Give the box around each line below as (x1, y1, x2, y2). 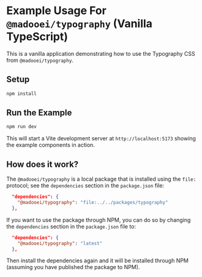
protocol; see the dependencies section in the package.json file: (6, 182, 164, 189)
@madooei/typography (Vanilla (6, 17, 153, 31)
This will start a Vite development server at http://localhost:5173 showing (6, 135, 196, 142)
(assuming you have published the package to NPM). (6, 264, 140, 271)
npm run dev (6, 124, 37, 130)
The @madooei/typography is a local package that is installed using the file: (6, 175, 196, 183)
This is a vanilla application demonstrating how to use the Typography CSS (6, 50, 196, 57)
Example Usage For (6, 4, 107, 18)
